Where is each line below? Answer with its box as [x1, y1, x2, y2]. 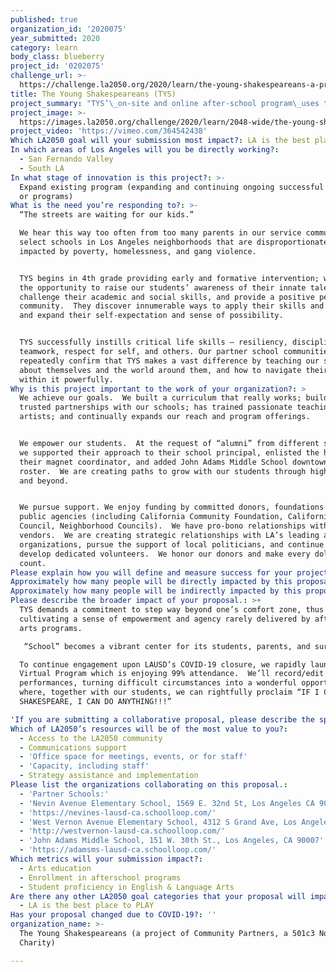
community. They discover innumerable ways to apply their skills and [19, 301, 325, 311]
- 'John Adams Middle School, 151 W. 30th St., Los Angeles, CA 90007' [19, 836, 325, 846]
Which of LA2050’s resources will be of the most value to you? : [10, 724, 288, 734]
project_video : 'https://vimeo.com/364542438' [10, 126, 208, 136]
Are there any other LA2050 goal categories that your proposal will [10, 891, 307, 901]
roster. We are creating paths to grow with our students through [19, 466, 307, 476]
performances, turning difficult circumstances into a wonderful [19, 678, 298, 688]
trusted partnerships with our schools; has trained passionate [19, 402, 293, 413]
